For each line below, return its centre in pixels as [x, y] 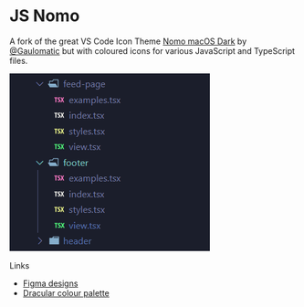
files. [19, 60]
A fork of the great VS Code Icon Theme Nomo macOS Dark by [128, 41]
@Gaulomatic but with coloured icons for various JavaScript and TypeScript [152, 50]
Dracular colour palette [66, 292]
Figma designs [50, 283]
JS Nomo [45, 16]
